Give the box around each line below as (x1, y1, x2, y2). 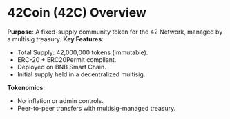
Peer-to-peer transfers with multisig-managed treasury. (17, 104, 176, 112)
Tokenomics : (7, 83, 45, 91)
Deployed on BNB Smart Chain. (17, 63, 106, 71)
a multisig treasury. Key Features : (7, 34, 104, 43)
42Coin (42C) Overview (7, 5, 146, 21)
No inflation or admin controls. (17, 96, 104, 105)
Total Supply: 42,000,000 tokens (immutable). (17, 48, 148, 56)
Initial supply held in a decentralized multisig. (17, 70, 146, 78)
